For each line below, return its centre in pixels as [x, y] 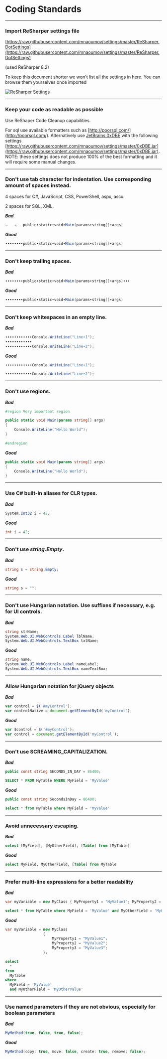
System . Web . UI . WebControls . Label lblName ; [50, 636]
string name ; [19, 660]
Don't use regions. [28, 391]
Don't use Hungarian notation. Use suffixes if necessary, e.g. [80, 605]
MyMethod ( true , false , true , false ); [44, 1033]
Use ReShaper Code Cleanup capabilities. [48, 120]
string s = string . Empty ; [32, 569]
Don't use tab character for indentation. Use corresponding [78, 179]
